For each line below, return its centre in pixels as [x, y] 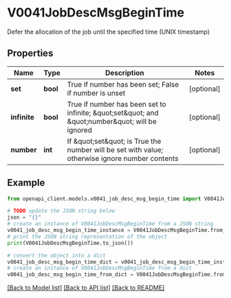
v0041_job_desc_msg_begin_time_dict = [63, 262]
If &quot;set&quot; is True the [114, 141]
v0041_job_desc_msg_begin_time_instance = [69, 231]
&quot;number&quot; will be [112, 121]
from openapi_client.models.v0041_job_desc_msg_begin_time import [104, 199]
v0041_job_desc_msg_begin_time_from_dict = [70, 275]
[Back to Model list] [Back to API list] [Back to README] [86, 288]
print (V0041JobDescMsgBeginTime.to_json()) [70, 243]
